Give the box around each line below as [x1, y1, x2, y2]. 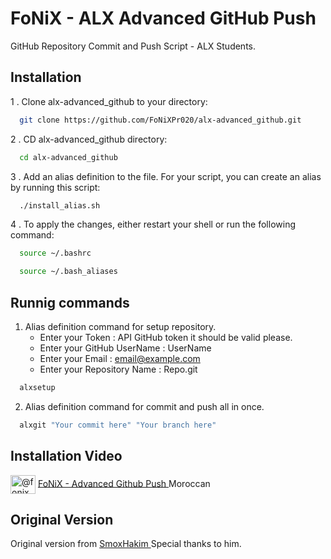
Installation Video [10, 448, 123, 465]
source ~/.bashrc [19, 248, 92, 259]
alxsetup [19, 382, 56, 392]
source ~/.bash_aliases [19, 267, 118, 277]
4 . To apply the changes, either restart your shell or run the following [10, 218, 296, 231]
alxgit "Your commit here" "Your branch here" [19, 420, 217, 430]
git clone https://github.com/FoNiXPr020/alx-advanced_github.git [19, 115, 302, 125]
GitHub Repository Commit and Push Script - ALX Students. [10, 40, 256, 52]
